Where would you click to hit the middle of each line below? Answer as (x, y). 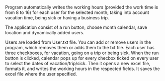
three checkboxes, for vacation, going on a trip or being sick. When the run (82, 53)
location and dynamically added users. (45, 33)
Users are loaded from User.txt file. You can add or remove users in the (78, 42)
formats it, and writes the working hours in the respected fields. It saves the (82, 69)
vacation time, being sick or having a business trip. (57, 18)
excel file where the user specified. (41, 74)
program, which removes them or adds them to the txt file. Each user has (80, 47)
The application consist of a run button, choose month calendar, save (76, 27)
